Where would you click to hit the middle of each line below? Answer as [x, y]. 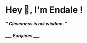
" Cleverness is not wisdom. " [36, 23]
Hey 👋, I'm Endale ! [44, 10]
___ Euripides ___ [23, 36]
